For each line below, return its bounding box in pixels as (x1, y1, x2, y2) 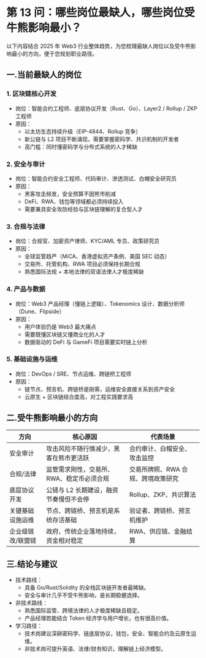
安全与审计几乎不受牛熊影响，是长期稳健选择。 (24, 592, 143, 599)
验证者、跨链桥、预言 (129, 506, 191, 515)
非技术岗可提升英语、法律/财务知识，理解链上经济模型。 (24, 645, 167, 652)
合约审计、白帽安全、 (129, 444, 191, 453)
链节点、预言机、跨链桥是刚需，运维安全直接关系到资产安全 (24, 385, 175, 393)
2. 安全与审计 (6, 160, 45, 168)
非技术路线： (15, 599, 48, 607)
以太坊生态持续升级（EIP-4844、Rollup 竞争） (24, 127, 142, 135)
